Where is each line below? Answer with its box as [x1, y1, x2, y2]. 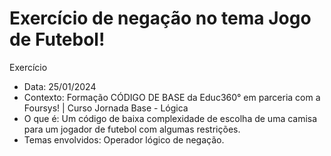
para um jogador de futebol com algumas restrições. [23, 123, 241, 135]
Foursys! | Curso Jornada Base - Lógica [23, 102, 189, 114]
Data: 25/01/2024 [23, 80, 97, 92]
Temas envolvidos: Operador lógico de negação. [23, 133, 225, 146]
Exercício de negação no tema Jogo [9, 7, 312, 30]
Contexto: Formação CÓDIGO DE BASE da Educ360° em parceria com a [23, 91, 321, 103]
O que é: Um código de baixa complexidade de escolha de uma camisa [23, 112, 318, 124]
